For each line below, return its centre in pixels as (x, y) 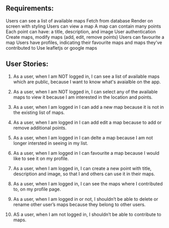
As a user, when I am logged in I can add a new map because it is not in (88, 107)
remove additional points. (40, 128)
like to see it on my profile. (41, 158)
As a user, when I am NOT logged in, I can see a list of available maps (86, 76)
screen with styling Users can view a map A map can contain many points (83, 26)
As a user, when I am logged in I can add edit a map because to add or (87, 122)
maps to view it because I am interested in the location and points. (83, 97)
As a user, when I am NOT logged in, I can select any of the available (85, 92)
